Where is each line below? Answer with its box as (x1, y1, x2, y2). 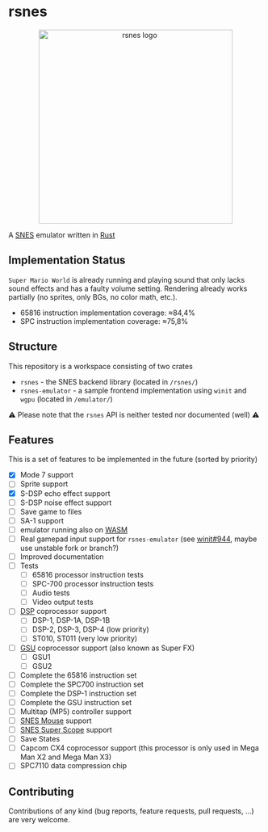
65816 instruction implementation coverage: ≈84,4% (19, 308, 196, 317)
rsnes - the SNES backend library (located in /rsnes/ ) (19, 376, 199, 386)
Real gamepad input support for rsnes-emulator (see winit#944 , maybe (19, 534, 258, 544)
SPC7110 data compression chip (19, 761, 128, 771)
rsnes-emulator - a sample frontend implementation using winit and (19, 385, 247, 395)
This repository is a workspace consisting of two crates (8, 361, 194, 371)
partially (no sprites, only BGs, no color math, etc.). (8, 292, 178, 301)
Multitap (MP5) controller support (19, 706, 132, 716)
